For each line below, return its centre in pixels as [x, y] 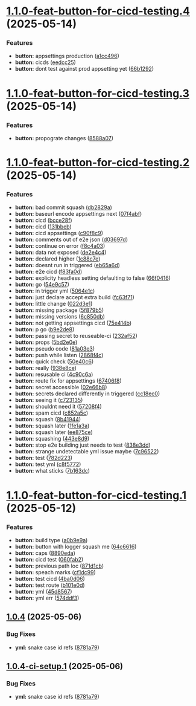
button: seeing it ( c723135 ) [49, 400]
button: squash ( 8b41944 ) [48, 419]
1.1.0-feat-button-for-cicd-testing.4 [98, 11]
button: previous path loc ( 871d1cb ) [59, 566]
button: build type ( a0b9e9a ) [51, 540]
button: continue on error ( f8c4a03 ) [60, 246]
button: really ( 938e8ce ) [46, 368]
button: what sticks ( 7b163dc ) [52, 471]
